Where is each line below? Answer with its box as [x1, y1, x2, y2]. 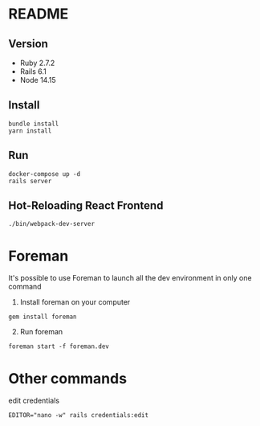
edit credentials [8, 395, 60, 406]
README [8, 5, 69, 23]
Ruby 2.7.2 [19, 58, 55, 68]
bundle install [8, 120, 59, 128]
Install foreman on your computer [19, 297, 131, 307]
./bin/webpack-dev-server [8, 220, 95, 228]
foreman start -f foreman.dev [8, 342, 110, 350]
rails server [8, 177, 52, 185]
